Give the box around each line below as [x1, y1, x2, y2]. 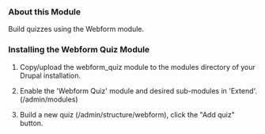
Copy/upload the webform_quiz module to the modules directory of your [19, 62, 256, 71]
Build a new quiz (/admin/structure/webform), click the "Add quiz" [19, 109, 235, 119]
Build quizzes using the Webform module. [8, 25, 145, 34]
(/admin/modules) [19, 94, 78, 104]
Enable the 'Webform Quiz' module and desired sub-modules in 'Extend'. [19, 86, 258, 95]
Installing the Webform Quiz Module [8, 44, 150, 56]
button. [19, 118, 44, 128]
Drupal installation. [19, 71, 81, 80]
